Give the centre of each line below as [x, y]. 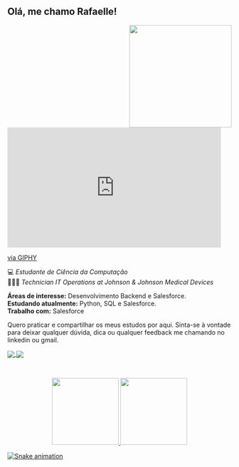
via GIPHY [22, 257]
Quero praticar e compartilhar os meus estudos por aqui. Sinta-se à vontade [119, 325]
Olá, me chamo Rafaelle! [62, 12]
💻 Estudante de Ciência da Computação [68, 272]
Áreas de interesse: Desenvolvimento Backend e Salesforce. [97, 295]
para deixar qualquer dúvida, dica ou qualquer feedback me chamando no [116, 332]
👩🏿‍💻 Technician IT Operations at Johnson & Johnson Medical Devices [111, 282]
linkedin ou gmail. [33, 340]
